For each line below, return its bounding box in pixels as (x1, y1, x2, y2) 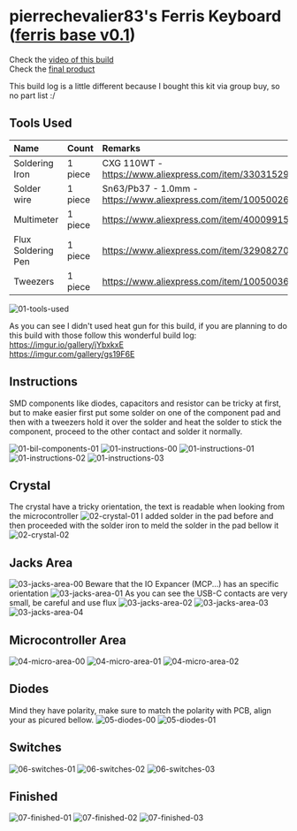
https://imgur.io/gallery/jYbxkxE (9, 339, 124, 350)
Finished (9, 789, 58, 804)
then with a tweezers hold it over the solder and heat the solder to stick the (9, 416, 283, 427)
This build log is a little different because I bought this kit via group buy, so (9, 80, 280, 91)
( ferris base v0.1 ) (9, 25, 136, 45)
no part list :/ (9, 90, 56, 101)
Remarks (102, 141, 141, 154)
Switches (9, 740, 62, 755)
